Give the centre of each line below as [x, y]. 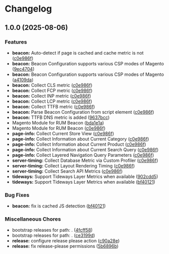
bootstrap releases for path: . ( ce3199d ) [54, 235]
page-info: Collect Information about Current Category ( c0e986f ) [80, 139]
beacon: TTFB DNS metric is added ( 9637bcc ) [61, 117]
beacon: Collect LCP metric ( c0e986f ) [52, 101]
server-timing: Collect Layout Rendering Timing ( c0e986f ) [73, 165]
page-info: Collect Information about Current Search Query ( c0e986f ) [85, 149]
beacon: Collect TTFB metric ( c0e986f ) [53, 106]
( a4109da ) [23, 79]
